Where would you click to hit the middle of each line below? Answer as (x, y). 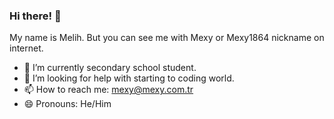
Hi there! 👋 (35, 16)
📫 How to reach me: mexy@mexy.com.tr (108, 90)
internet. (26, 48)
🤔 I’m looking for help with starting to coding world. (129, 78)
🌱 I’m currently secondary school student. (110, 68)
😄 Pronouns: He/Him (67, 104)
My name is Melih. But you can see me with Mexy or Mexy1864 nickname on (167, 38)
